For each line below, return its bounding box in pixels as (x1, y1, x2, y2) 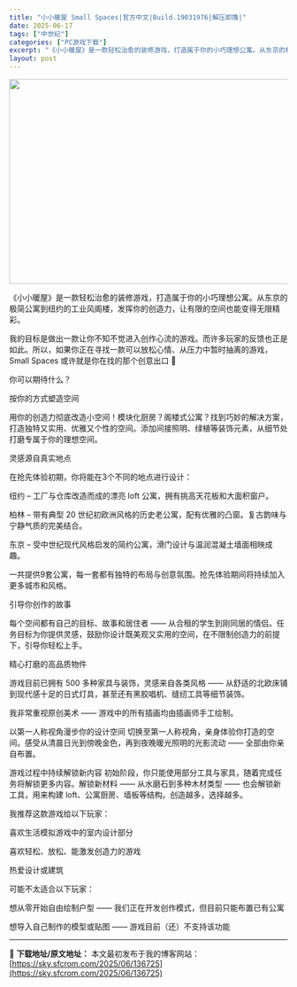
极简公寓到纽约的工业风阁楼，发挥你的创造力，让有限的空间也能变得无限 (9, 303, 272, 314)
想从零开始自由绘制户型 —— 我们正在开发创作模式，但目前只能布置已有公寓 (9, 903, 285, 913)
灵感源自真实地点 (9, 453, 72, 463)
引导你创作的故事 (9, 599, 72, 610)
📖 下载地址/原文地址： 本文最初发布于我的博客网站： (9, 949, 201, 959)
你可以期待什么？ (9, 374, 72, 385)
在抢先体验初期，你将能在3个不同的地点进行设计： (9, 471, 193, 482)
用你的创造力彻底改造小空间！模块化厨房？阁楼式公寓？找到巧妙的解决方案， (9, 412, 288, 422)
